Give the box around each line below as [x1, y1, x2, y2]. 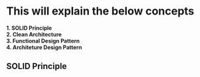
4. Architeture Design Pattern [6, 44, 82, 51]
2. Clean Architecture [6, 30, 62, 38]
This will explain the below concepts [6, 4, 195, 18]
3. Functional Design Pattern [6, 37, 80, 44]
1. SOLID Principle [6, 24, 52, 32]
